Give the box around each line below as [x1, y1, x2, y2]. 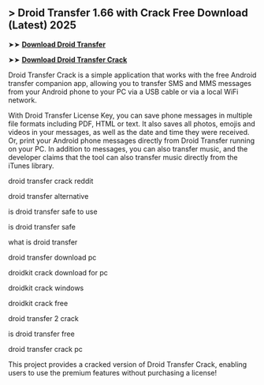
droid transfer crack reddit [8, 176, 94, 185]
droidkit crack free [8, 298, 69, 308]
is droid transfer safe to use [8, 207, 98, 216]
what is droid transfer [8, 237, 78, 247]
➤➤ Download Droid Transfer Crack [8, 54, 128, 64]
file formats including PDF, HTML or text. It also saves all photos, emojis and [8, 118, 255, 129]
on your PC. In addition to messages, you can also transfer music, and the [8, 144, 248, 153]
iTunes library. [8, 161, 54, 170]
